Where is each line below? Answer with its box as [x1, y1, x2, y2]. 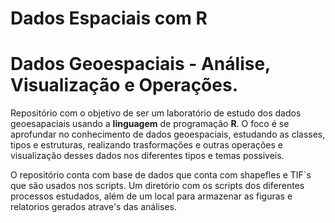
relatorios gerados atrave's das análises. [10, 201, 177, 213]
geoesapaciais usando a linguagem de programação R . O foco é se [10, 118, 290, 130]
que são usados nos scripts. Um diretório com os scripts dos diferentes [10, 180, 305, 192]
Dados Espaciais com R [10, 7, 208, 30]
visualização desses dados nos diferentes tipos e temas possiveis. [10, 150, 285, 162]
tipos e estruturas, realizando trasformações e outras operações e [10, 139, 284, 151]
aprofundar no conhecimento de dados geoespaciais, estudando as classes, [10, 128, 326, 141]
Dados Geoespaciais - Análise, [10, 53, 271, 76]
